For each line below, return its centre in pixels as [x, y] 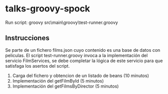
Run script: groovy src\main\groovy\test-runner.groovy [62, 22]
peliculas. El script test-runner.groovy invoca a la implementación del [76, 55]
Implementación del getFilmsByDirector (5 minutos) [65, 86]
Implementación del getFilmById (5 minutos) [58, 81]
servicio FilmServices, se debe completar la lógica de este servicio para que [84, 61]
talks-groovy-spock [48, 9]
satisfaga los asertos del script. [38, 66]
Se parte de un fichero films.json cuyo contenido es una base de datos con [83, 50]
